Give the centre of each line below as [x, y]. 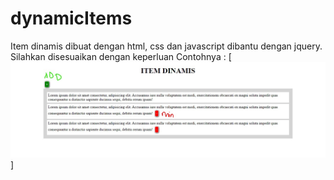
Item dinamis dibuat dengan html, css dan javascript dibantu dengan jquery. [166, 46]
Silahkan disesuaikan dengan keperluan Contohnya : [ [121, 56]
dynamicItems [71, 18]
